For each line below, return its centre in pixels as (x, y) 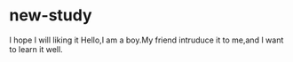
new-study (51, 15)
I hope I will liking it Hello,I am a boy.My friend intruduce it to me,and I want (146, 40)
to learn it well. (36, 49)
